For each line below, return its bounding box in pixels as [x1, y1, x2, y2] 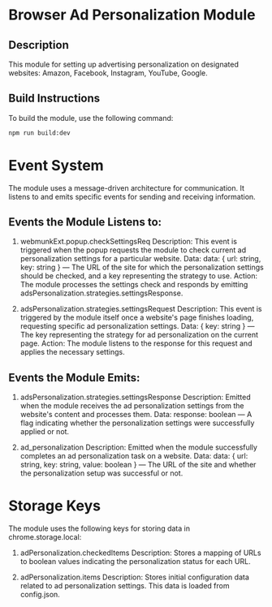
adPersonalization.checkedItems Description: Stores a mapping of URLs [19, 548, 261, 557]
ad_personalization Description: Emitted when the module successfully [19, 442, 258, 452]
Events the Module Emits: [8, 371, 140, 385]
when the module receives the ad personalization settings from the [19, 401, 245, 411]
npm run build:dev [8, 128, 71, 137]
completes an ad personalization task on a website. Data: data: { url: [19, 451, 248, 461]
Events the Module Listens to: [8, 215, 162, 229]
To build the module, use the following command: [8, 113, 174, 123]
